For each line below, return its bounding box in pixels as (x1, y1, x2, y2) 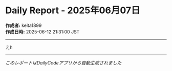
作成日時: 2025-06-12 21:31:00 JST (5, 28, 80, 34)
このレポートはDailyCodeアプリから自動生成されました (5, 59, 122, 66)
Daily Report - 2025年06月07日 (5, 5, 140, 16)
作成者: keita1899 (5, 22, 42, 28)
